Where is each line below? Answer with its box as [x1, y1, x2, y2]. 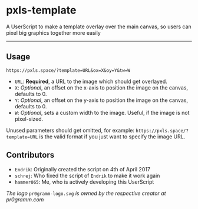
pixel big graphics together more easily [6, 29, 101, 36]
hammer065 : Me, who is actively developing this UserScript [14, 178, 154, 185]
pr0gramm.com [6, 195, 44, 203]
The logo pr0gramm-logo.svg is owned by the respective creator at [6, 190, 166, 197]
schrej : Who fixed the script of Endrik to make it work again [14, 172, 160, 179]
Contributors [6, 150, 55, 160]
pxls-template [6, 4, 77, 17]
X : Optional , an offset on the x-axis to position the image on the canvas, [14, 84, 189, 91]
